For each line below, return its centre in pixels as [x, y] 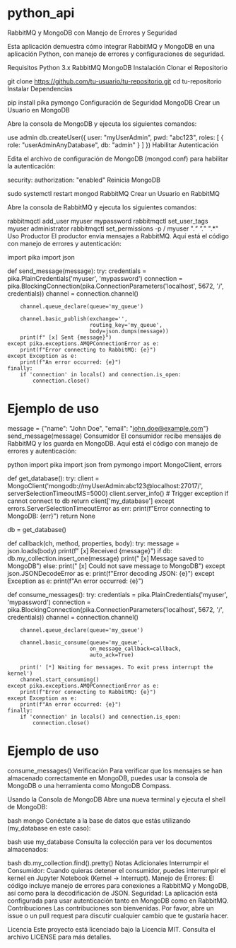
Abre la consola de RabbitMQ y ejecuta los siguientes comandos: [102, 207]
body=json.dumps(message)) [129, 331]
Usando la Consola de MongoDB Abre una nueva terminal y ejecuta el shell [117, 799]
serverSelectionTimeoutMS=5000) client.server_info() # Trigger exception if [118, 493]
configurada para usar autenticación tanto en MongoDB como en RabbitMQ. [118, 901]
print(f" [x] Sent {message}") [66, 337]
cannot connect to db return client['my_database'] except [91, 501]
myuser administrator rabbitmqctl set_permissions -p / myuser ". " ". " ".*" [113, 229]
